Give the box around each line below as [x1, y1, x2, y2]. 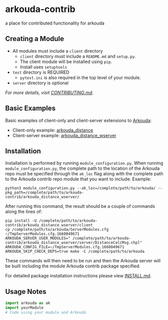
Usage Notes [5, 287, 47, 296]
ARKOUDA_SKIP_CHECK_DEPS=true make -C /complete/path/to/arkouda [5, 249, 144, 254]
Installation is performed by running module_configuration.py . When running [5, 160, 163, 166]
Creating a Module [5, 35, 64, 43]
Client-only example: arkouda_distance [12, 127, 94, 133]
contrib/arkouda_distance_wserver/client [5, 223, 93, 228]
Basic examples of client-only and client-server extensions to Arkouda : [5, 117, 152, 123]
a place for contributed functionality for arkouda [5, 20, 104, 26]
